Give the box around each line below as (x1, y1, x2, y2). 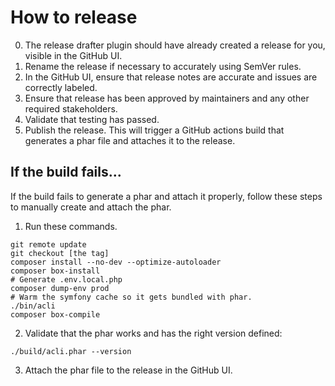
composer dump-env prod (10, 283, 110, 293)
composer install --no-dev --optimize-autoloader (10, 257, 222, 267)
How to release (10, 6, 138, 29)
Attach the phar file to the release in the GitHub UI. (24, 364, 233, 376)
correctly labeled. (24, 81, 98, 93)
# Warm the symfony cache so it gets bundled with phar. (10, 292, 253, 302)
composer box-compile (10, 309, 101, 320)
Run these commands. (24, 220, 118, 232)
